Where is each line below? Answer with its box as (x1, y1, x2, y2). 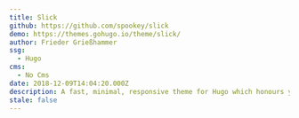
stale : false (9, 95, 58, 105)
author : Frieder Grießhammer (9, 37, 117, 47)
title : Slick (9, 12, 58, 22)
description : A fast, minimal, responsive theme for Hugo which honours (9, 87, 285, 96)
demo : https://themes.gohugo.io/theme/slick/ (9, 29, 181, 38)
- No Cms (17, 71, 50, 80)
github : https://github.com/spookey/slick (9, 21, 169, 30)
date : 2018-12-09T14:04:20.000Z (9, 79, 129, 88)
